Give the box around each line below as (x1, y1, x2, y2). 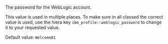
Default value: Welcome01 (5, 34, 56, 40)
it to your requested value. (5, 24, 60, 30)
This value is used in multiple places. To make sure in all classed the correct (5, 14, 163, 19)
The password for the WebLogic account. (5, 4, 92, 10)
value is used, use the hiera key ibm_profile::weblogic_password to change (5, 19, 162, 25)
